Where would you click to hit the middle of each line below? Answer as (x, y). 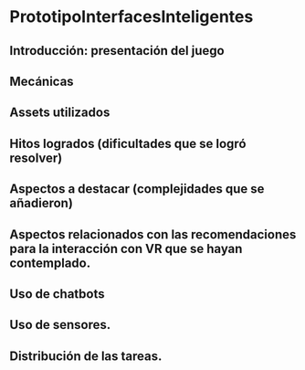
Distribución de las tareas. (86, 356)
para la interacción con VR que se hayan (126, 248)
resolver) (36, 158)
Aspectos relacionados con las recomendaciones (153, 234)
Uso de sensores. (60, 325)
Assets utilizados (60, 113)
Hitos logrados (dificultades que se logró (128, 143)
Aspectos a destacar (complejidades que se (137, 189)
